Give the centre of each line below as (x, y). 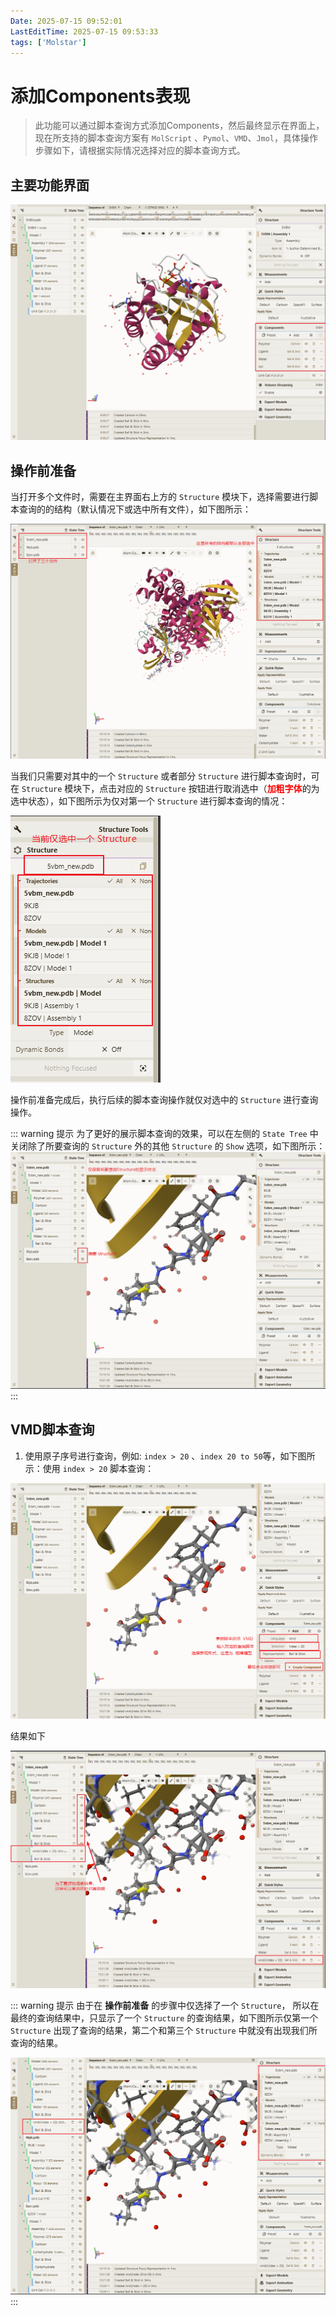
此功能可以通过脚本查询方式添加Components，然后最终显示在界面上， (179, 126)
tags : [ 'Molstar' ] (48, 42)
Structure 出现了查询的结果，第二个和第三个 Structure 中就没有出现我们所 (164, 2030)
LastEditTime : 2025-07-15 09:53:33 (84, 31)
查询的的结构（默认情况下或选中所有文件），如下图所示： (135, 509)
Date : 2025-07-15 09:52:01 (66, 21)
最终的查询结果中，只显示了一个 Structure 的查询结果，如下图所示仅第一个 (164, 2017)
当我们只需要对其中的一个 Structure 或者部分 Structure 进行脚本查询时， (161, 776)
